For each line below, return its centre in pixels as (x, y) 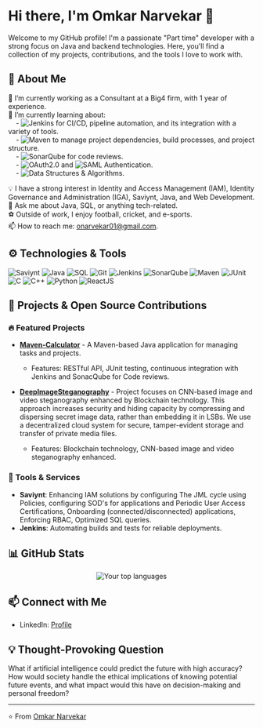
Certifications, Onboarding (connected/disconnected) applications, (128, 511)
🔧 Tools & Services (44, 478)
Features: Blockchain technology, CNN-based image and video (133, 449)
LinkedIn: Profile (45, 625)
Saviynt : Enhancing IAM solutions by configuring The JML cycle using (133, 494)
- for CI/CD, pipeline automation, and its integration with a (126, 123)
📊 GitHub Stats (46, 553)
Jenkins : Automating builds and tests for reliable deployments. (121, 528)
